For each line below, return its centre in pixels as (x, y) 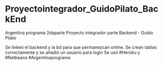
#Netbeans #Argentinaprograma (38, 57)
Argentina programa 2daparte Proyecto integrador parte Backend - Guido (79, 32)
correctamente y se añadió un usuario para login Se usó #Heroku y (73, 52)
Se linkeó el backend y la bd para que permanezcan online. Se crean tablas (81, 47)
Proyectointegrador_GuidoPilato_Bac (82, 9)
